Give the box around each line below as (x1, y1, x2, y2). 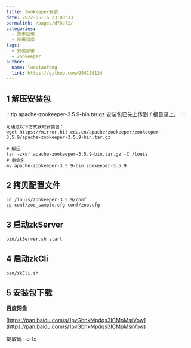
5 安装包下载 (6, 288, 53, 298)
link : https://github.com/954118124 (11, 70, 103, 76)
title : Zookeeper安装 (6, 8, 58, 15)
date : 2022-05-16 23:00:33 (6, 14, 73, 20)
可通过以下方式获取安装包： (6, 124, 64, 130)
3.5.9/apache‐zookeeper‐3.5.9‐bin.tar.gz (6, 134, 111, 141)
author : (6, 59, 26, 65)
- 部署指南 (11, 37, 35, 43)
